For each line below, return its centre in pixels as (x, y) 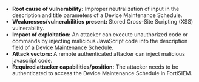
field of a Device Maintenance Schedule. (63, 47)
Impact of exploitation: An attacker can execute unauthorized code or (100, 35)
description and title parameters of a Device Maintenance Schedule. (97, 15)
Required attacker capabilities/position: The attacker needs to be (95, 67)
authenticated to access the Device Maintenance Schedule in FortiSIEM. (102, 73)
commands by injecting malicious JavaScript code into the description (100, 41)
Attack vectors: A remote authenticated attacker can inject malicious (98, 54)
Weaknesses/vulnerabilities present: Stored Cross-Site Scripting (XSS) (103, 22)
